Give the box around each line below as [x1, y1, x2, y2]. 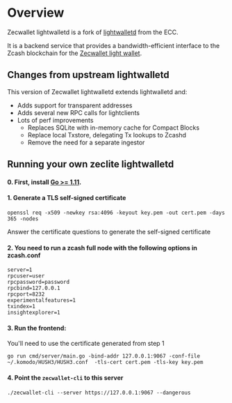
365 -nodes [7, 215, 39, 222]
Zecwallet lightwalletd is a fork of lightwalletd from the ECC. [7, 28, 179, 36]
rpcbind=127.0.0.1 [7, 284, 60, 292]
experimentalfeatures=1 [7, 297, 76, 304]
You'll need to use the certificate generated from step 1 [7, 340, 165, 348]
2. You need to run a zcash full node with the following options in [7, 243, 198, 252]
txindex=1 [7, 303, 36, 310]
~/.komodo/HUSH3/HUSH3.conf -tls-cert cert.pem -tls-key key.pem [7, 359, 204, 366]
